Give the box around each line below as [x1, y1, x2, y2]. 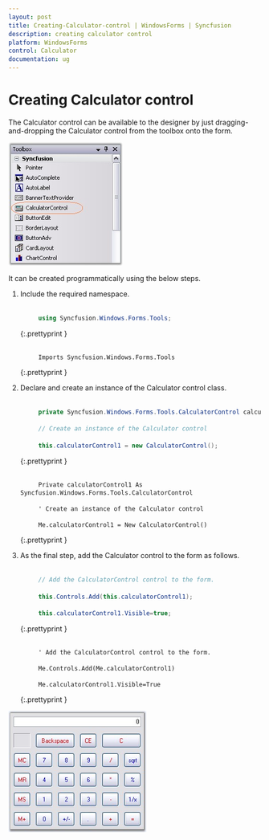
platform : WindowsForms [8, 39, 88, 47]
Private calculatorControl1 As [38, 480, 143, 489]
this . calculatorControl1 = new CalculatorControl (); [38, 442, 218, 450]
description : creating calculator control [8, 30, 153, 38]
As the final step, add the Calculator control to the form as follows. [19, 550, 240, 560]
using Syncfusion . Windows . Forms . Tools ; [38, 314, 172, 322]
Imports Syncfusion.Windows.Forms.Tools [38, 353, 175, 361]
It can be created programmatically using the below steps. [8, 273, 201, 283]
